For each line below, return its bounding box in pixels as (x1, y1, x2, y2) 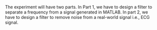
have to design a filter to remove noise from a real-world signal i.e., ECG (5, 15, 150, 20)
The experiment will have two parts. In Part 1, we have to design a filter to (5, 4, 153, 10)
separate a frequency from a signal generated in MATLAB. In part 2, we (5, 9, 148, 15)
